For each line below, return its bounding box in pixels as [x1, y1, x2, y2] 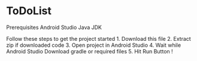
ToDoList [6, 4, 52, 18]
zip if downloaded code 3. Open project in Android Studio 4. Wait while [6, 41, 181, 49]
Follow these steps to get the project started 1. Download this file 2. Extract [6, 35, 192, 42]
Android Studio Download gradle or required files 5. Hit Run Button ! [6, 47, 174, 54]
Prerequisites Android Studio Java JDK [6, 24, 102, 31]
